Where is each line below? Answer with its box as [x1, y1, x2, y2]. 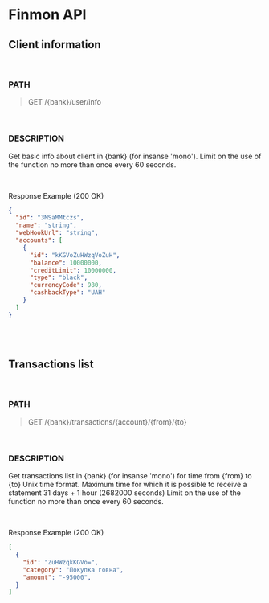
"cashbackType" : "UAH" [29, 289, 106, 297]
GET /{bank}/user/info [27, 97, 102, 107]
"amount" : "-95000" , [22, 573, 92, 581]
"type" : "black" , [29, 273, 88, 282]
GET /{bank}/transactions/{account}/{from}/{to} [27, 416, 187, 427]
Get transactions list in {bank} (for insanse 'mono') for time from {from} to [8, 471, 252, 481]
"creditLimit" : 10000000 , [29, 266, 116, 274]
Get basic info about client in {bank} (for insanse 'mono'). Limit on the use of [8, 151, 262, 161]
